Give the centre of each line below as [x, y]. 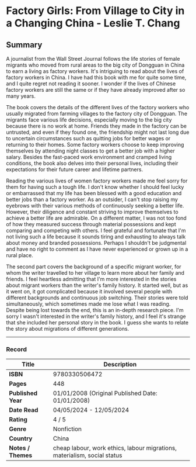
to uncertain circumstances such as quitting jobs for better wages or [88, 138]
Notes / [20, 448]
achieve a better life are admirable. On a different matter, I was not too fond [96, 218]
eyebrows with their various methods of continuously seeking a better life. [95, 205]
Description [120, 365]
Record [17, 349]
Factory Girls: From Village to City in [95, 11]
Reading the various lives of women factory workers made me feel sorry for [97, 181]
